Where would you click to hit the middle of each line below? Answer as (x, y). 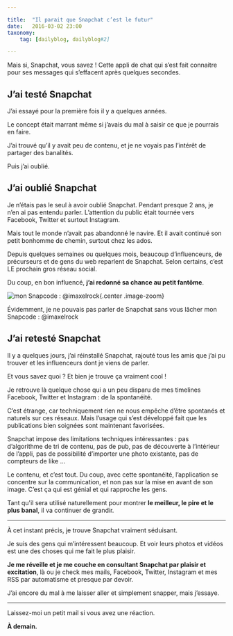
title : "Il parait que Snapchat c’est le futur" (80, 19)
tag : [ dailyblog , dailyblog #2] (65, 39)
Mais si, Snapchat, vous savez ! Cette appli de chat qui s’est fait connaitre (112, 65)
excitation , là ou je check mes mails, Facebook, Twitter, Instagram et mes (112, 572)
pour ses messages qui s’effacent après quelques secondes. (94, 72)
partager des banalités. (41, 153)
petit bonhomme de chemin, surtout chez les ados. (80, 240)
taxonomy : (21, 33)
